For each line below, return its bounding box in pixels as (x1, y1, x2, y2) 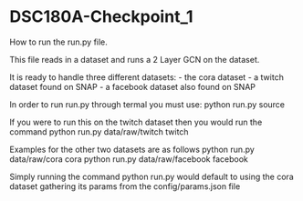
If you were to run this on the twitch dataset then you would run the (9, 116, 263, 127)
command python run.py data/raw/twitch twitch (9, 126, 189, 137)
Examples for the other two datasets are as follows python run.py (9, 144, 256, 155)
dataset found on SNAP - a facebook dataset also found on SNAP (9, 81, 256, 92)
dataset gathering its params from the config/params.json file (9, 180, 241, 192)
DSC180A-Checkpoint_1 (9, 6, 193, 27)
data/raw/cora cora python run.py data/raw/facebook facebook (9, 153, 248, 165)
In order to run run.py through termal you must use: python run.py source (9, 98, 286, 110)
